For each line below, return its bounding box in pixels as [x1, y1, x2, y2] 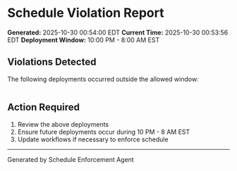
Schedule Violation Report [7, 5, 164, 21]
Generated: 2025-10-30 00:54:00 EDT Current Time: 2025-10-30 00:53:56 [7, 28, 229, 37]
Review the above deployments [17, 120, 109, 128]
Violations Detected [7, 56, 97, 68]
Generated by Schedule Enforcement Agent [7, 155, 134, 163]
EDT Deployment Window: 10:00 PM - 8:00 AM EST [7, 35, 160, 44]
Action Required [7, 101, 80, 113]
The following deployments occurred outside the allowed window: [7, 75, 199, 83]
